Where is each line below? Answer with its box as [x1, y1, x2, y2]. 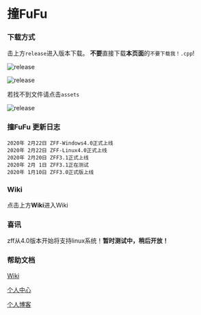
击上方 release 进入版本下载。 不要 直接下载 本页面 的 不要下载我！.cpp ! [7, 49, 195, 58]
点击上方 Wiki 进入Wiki [7, 201, 68, 210]
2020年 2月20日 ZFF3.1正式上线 [7, 154, 89, 161]
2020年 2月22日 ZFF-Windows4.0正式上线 [7, 140, 113, 147]
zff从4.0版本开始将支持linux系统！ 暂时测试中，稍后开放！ [7, 237, 169, 245]
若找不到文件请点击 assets [7, 90, 80, 99]
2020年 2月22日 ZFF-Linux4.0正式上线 [7, 147, 107, 154]
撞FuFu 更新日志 [7, 123, 61, 132]
